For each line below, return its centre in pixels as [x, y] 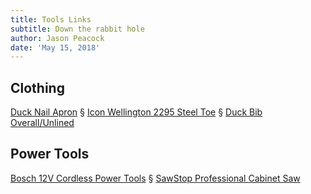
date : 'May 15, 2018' [55, 47]
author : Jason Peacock [57, 38]
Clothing [37, 87]
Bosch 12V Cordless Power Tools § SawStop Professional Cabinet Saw [155, 178]
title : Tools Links [51, 19]
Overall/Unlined [42, 123]
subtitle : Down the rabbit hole [77, 29]
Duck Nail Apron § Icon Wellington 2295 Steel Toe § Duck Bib [136, 112]
